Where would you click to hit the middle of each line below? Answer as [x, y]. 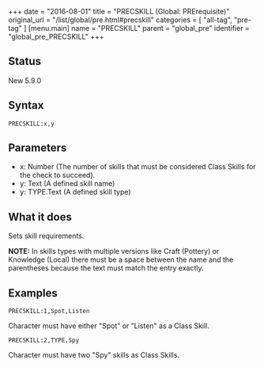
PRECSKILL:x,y [32, 123]
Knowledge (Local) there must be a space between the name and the [121, 259]
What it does [40, 217]
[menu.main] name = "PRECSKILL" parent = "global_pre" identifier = [139, 28]
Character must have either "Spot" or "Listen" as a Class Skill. [109, 326]
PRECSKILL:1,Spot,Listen [49, 312]
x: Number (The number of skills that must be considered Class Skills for [138, 167]
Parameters [38, 148]
